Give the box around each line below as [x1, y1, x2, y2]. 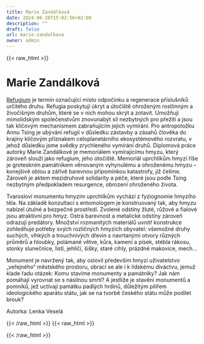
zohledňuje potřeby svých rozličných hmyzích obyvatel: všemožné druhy [6, 225, 191, 232]
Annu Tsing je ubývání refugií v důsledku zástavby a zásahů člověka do [6, 128, 187, 136]
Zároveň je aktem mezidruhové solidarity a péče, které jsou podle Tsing [6, 174, 187, 182]
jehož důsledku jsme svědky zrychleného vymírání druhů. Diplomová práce [6, 142, 196, 149]
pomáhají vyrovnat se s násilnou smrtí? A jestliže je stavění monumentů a [6, 276, 191, 283]
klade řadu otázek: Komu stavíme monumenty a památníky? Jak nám [6, 269, 180, 277]
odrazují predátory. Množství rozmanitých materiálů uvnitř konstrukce [6, 218, 182, 226]
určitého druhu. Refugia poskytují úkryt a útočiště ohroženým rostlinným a [6, 102, 193, 110]
